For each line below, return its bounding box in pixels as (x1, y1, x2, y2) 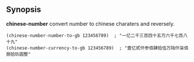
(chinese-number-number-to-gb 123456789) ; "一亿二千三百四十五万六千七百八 (6, 32, 188, 39)
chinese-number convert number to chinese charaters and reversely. (6, 20, 175, 27)
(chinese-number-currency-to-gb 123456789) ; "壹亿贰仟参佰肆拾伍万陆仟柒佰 (6, 45, 189, 51)
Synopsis (6, 5, 41, 15)
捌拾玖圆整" (6, 51, 31, 57)
